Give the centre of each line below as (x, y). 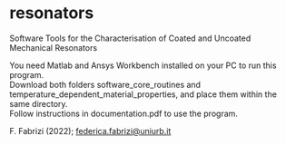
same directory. (39, 103)
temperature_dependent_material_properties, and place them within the (143, 94)
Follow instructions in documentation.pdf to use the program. (124, 113)
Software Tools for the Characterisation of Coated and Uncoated (130, 38)
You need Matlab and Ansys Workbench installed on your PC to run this (143, 65)
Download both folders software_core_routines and (105, 84)
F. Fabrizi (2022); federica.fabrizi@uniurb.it (90, 130)
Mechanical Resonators (54, 47)
